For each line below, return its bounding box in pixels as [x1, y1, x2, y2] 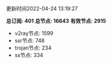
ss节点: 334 [14, 52, 43, 58]
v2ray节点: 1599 [14, 30, 54, 37]
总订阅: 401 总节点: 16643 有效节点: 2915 [6, 17, 107, 24]
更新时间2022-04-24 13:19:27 [6, 5, 78, 12]
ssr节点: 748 [14, 37, 45, 44]
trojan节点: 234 [14, 44, 52, 51]
